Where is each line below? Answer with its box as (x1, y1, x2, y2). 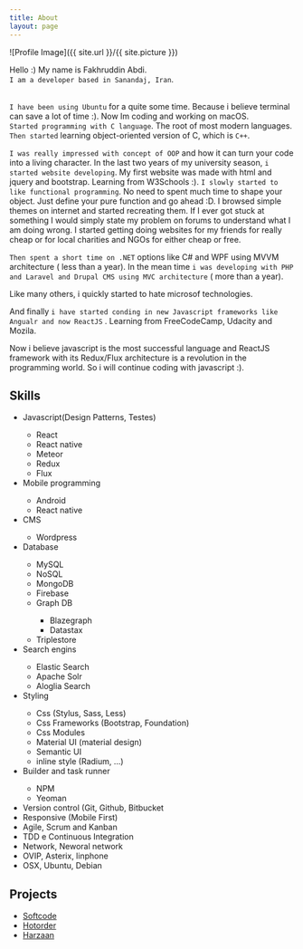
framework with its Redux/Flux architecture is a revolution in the (9, 352, 247, 363)
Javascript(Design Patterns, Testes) (22, 412, 156, 423)
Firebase (35, 588, 70, 599)
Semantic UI (35, 746, 82, 757)
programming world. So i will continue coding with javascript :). (9, 361, 244, 372)
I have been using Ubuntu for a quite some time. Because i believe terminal (9, 101, 291, 111)
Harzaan (22, 930, 55, 941)
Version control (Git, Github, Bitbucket (22, 802, 165, 813)
